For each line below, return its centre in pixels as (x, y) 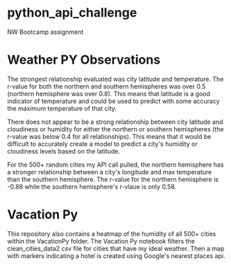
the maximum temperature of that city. (62, 108)
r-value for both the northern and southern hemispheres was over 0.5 (106, 86)
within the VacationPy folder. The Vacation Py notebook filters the (101, 241)
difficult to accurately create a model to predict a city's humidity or (102, 144)
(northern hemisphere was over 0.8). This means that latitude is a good (109, 93)
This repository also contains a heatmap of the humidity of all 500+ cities (112, 234)
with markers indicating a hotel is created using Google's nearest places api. (116, 256)
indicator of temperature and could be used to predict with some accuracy (113, 101)
